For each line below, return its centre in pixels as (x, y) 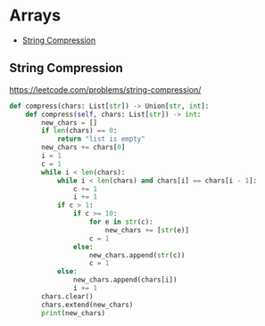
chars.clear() (67, 296)
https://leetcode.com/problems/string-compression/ (105, 89)
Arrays (35, 16)
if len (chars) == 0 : (79, 131)
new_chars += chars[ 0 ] (83, 148)
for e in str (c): (121, 222)
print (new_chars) (73, 313)
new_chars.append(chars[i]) (125, 280)
